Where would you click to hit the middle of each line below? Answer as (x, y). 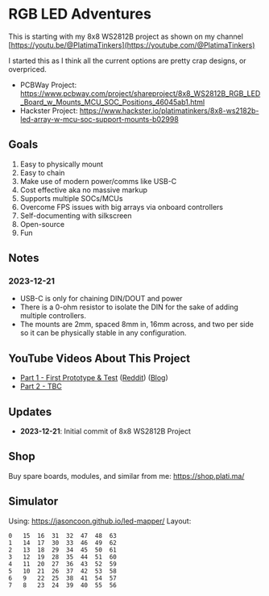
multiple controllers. (53, 316)
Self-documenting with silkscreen (76, 216)
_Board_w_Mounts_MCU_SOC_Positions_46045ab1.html (112, 102)
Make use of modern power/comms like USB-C (98, 181)
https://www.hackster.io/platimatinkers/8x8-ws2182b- (169, 111)
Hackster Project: (49, 111)
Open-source (42, 224)
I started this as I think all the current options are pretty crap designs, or (128, 61)
